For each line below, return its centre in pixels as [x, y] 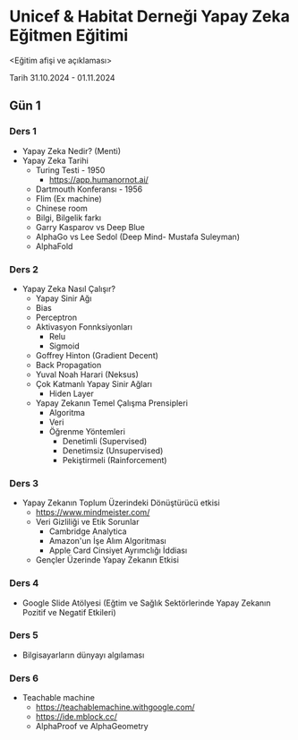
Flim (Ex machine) [69, 198]
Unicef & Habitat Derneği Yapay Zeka [150, 17]
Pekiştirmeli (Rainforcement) [115, 460]
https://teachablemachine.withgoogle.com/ [115, 707]
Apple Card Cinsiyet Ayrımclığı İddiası [118, 551]
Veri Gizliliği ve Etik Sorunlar [87, 522]
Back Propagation [68, 365]
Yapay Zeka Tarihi [55, 160]
